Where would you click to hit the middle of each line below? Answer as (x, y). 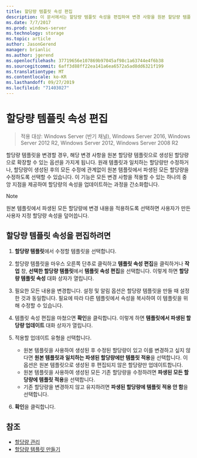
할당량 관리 (27, 442)
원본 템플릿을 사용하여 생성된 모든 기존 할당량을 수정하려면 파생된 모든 (103, 372)
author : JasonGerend (31, 45)
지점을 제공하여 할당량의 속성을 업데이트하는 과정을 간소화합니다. (86, 184)
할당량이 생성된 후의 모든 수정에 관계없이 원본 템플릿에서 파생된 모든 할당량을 (101, 169)
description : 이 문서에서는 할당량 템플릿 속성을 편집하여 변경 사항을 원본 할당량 (93, 17)
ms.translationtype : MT (35, 72)
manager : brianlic (28, 50)
